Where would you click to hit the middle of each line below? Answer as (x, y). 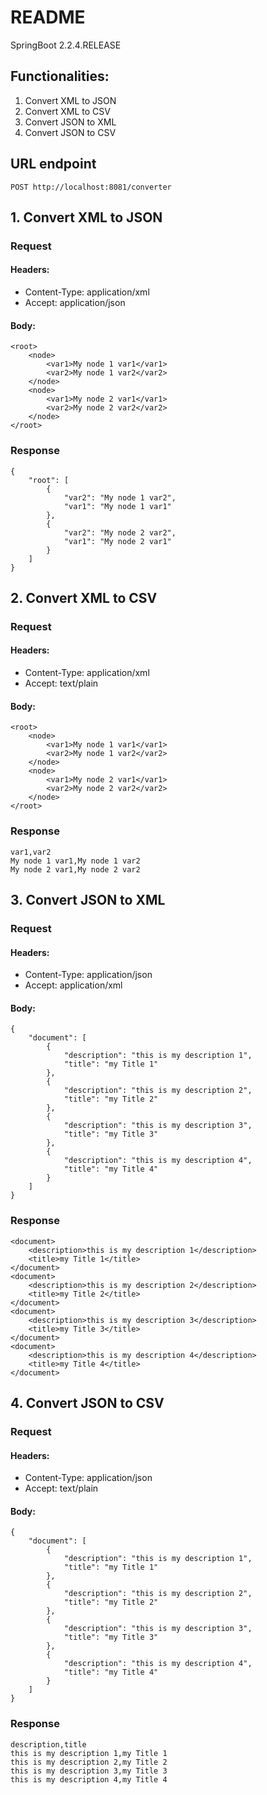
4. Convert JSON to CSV (87, 1403)
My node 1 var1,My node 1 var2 (75, 861)
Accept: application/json (75, 303)
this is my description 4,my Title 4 (89, 1779)
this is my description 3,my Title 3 (89, 1771)
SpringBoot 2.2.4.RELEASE (66, 45)
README (48, 17)
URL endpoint (53, 164)
